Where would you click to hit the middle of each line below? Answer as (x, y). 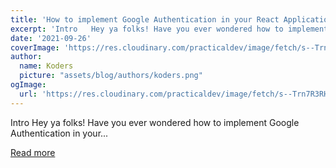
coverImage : (35, 47)
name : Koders (46, 66)
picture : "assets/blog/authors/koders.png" (111, 76)
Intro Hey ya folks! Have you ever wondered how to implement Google (155, 122)
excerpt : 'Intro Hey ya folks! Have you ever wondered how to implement (169, 29)
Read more (33, 152)
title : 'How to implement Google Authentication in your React (145, 19)
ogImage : (28, 85)
